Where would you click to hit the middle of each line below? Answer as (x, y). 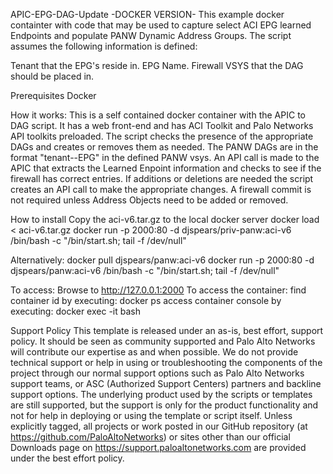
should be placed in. (52, 76)
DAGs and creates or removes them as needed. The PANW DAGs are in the (164, 147)
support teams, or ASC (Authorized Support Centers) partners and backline (166, 383)
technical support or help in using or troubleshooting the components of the (166, 362)
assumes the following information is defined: (104, 46)
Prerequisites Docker (53, 95)
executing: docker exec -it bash (75, 311)
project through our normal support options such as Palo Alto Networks (157, 373)
